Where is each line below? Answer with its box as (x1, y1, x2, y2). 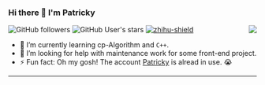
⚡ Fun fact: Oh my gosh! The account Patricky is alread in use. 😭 (19, 57, 233, 67)
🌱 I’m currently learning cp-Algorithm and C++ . (19, 40, 170, 50)
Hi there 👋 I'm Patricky (8, 7, 96, 18)
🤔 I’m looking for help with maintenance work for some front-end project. (19, 49, 257, 58)
